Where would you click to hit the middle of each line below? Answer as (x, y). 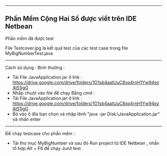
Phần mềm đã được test (29, 38)
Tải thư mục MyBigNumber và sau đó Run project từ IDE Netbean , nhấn (86, 143)
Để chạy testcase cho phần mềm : (40, 133)
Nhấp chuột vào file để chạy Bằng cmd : (53, 93)
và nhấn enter (27, 119)
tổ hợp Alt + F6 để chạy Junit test (46, 148)
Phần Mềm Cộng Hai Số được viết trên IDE (71, 19)
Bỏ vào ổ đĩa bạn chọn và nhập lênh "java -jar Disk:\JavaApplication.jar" (86, 114)
